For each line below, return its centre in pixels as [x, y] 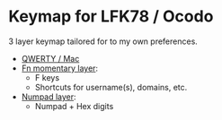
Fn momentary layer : [60, 68]
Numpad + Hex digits [74, 106]
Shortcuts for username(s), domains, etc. [111, 87]
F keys [47, 77]
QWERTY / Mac [50, 58]
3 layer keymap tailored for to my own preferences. [103, 41]
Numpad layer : [49, 97]
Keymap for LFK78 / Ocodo [111, 17]
